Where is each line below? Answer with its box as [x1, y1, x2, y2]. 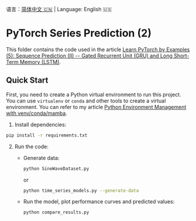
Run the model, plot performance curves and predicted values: [23, 198, 175, 205]
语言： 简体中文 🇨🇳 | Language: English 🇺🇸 [6, 6, 112, 12]
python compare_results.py [23, 209, 90, 216]
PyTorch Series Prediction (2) [6, 26, 152, 40]
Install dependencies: [14, 121, 67, 128]
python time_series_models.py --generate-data [23, 188, 139, 193]
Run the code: [14, 143, 49, 150]
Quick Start [6, 76, 49, 86]
